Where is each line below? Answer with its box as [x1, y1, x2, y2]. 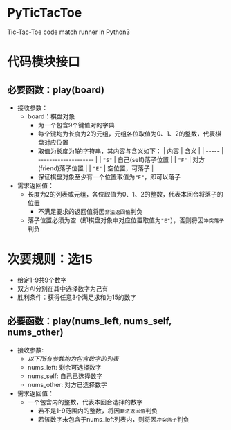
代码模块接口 [7, 54, 81, 70]
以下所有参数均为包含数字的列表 [27, 355, 119, 363]
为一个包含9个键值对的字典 [37, 120, 115, 129]
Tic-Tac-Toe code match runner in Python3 [7, 28, 130, 36]
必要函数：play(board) [7, 84, 105, 96]
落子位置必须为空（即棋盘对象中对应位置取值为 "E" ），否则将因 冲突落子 [27, 216, 225, 224]
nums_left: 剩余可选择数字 [27, 363, 102, 371]
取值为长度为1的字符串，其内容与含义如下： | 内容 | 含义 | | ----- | [37, 147, 224, 155]
